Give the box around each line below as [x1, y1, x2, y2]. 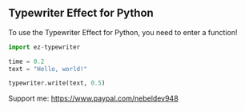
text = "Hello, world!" [8, 65, 88, 73]
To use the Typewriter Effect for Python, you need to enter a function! [8, 27, 238, 37]
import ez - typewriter [8, 43, 81, 51]
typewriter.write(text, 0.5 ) [8, 79, 106, 87]
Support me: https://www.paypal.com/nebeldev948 [8, 93, 179, 103]
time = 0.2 [8, 57, 45, 65]
